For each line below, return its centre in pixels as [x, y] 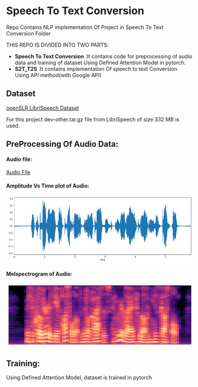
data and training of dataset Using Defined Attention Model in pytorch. [100, 63]
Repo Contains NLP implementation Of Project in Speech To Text [85, 27]
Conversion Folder [29, 33]
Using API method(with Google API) [58, 75]
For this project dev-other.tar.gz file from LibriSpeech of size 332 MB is [93, 119]
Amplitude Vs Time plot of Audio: [48, 186]
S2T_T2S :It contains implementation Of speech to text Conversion [96, 68]
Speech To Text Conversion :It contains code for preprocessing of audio [103, 56]
